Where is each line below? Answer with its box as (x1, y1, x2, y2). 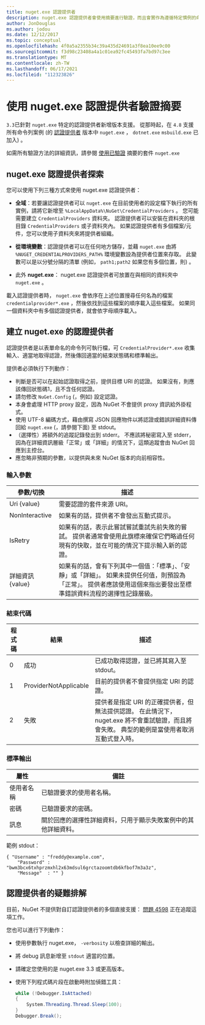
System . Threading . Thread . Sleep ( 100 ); (26, 1002, 123, 1008)
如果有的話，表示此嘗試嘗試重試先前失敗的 (59, 523, 181, 532)
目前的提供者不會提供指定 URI (95, 677, 180, 686)
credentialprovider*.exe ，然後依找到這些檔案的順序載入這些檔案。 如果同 (6, 299, 195, 306)
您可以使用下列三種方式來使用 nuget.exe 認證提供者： (6, 186, 142, 193)
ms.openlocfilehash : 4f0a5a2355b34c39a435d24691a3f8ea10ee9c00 (6, 43, 171, 50)
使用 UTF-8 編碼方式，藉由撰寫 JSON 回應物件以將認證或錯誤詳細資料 (15, 416, 192, 423)
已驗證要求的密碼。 (41, 804, 96, 813)
